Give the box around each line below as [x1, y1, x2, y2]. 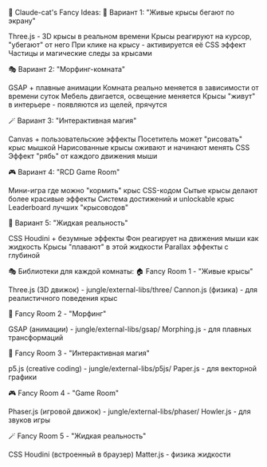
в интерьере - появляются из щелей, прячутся [8, 100, 167, 109]
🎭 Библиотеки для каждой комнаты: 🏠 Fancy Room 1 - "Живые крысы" [8, 267, 253, 275]
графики [8, 372, 37, 382]
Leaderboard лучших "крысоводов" [8, 203, 129, 212]
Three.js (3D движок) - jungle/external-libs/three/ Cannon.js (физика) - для [8, 285, 257, 295]
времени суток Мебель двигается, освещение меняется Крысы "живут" [8, 92, 256, 101]
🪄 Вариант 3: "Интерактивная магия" [8, 116, 137, 125]
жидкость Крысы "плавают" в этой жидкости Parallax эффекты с [8, 242, 229, 251]
